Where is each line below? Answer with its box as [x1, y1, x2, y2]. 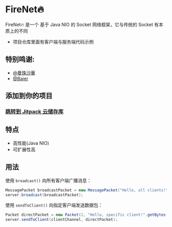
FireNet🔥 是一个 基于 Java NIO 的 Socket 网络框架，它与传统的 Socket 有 [5, 21, 159, 28]
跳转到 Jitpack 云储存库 [5, 108, 64, 116]
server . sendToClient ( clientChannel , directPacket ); [5, 217, 118, 222]
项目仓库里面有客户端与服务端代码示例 [12, 38, 94, 44]
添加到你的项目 [5, 92, 53, 100]
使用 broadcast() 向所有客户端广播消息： [5, 177, 92, 184]
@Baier [12, 75, 29, 81]
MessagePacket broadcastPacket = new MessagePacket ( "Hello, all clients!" [5, 188, 168, 193]
